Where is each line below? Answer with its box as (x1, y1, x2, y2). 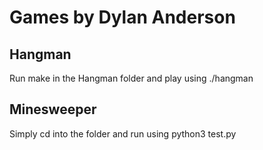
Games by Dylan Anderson (9, 6, 236, 29)
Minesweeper (9, 101, 97, 118)
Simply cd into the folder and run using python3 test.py (9, 127, 237, 140)
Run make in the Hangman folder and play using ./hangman (9, 72, 254, 84)
